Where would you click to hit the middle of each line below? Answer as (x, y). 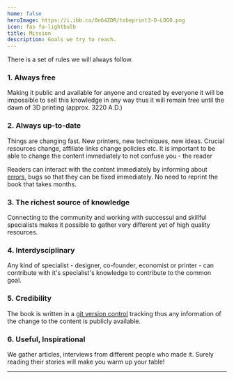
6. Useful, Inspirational (46, 339)
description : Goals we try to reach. (62, 40)
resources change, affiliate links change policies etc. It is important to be (111, 148)
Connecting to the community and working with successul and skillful (107, 218)
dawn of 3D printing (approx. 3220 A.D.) (65, 107)
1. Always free (31, 77)
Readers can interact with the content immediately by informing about (107, 169)
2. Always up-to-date (44, 126)
